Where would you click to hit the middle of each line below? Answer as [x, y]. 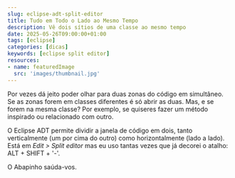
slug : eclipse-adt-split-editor [55, 14]
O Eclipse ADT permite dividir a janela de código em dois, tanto [100, 130]
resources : [23, 61]
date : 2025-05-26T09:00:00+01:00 [57, 34]
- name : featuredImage [41, 67]
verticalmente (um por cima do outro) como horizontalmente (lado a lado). [116, 138]
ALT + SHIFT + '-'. [34, 153]
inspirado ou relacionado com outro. [61, 116]
